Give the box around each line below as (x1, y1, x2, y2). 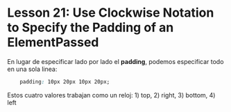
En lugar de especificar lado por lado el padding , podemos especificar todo (7, 57, 224, 65)
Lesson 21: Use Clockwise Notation (7, 5, 214, 21)
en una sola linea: (7, 65, 58, 73)
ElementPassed (7, 35, 99, 50)
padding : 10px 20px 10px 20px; (19, 78, 110, 85)
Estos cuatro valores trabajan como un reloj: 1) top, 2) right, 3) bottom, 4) (7, 90, 216, 99)
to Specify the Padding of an (7, 19, 174, 35)
